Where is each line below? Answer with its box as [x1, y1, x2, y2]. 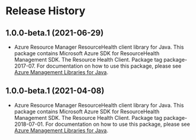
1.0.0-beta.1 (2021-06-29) [5, 28, 104, 38]
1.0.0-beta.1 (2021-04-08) [5, 86, 105, 96]
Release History [5, 4, 86, 18]
